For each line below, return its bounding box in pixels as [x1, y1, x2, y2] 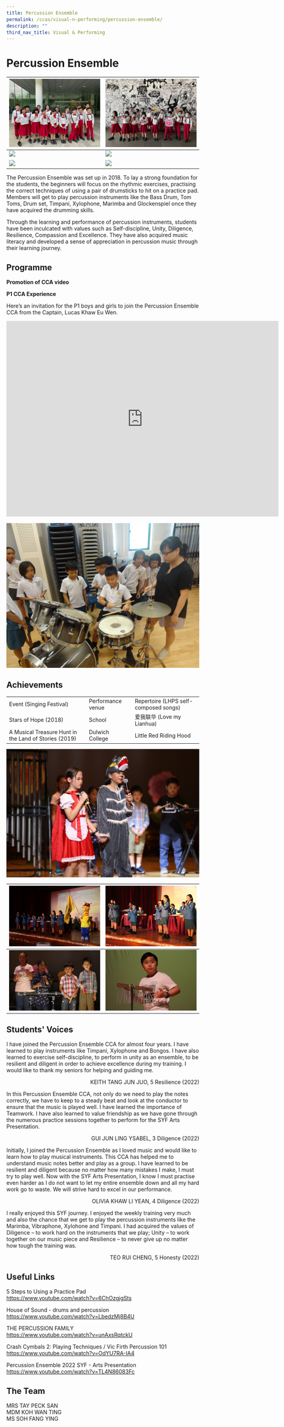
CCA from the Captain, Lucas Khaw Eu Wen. [6, 309, 118, 316]
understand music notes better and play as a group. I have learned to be [6, 1160, 189, 1167]
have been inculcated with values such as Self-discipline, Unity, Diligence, [6, 225, 194, 232]
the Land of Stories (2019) [9, 735, 77, 743]
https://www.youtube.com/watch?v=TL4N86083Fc [6, 1368, 135, 1376]
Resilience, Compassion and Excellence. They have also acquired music [6, 232, 188, 239]
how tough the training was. [6, 1242, 77, 1249]
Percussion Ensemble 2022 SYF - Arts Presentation [6, 1361, 136, 1369]
